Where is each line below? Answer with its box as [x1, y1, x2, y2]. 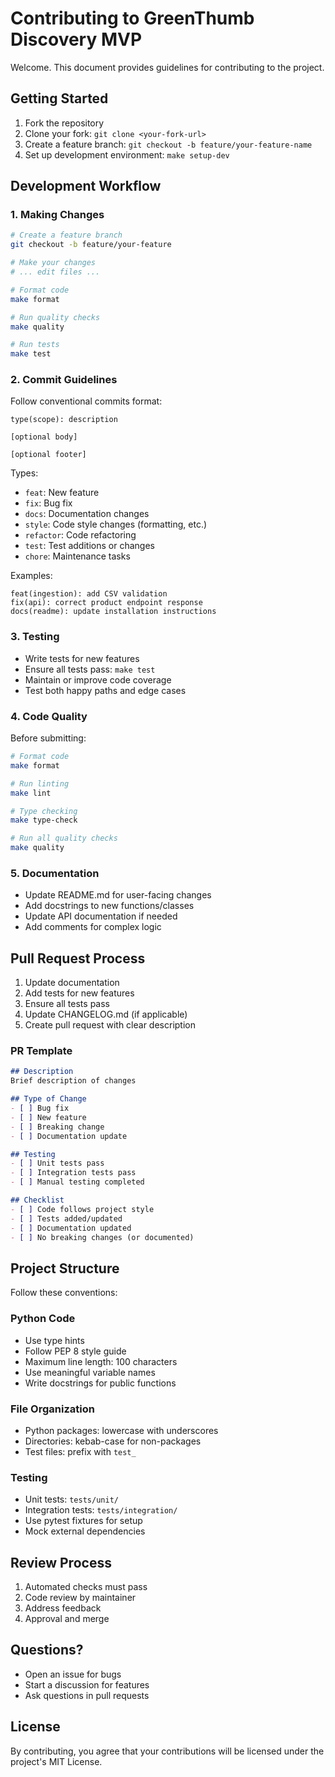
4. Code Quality [10, 709, 88, 723]
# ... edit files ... [10, 267, 101, 277]
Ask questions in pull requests [24, 1689, 150, 1701]
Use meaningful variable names [24, 1366, 156, 1378]
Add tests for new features [24, 987, 135, 999]
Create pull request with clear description [24, 1019, 196, 1031]
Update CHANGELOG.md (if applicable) [24, 1008, 188, 1021]
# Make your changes [10, 258, 97, 268]
